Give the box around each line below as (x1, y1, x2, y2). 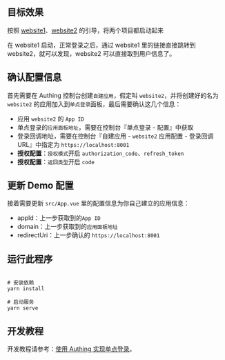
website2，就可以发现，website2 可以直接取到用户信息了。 (7, 49, 176, 57)
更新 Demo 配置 (7, 180, 74, 192)
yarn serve (7, 305, 39, 312)
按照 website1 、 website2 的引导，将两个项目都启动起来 (7, 26, 164, 34)
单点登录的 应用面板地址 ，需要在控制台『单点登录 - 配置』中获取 (17, 123, 194, 131)
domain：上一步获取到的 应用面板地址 (17, 223, 118, 231)
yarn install (7, 286, 45, 292)
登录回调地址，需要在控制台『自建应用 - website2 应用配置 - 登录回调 (17, 132, 214, 140)
